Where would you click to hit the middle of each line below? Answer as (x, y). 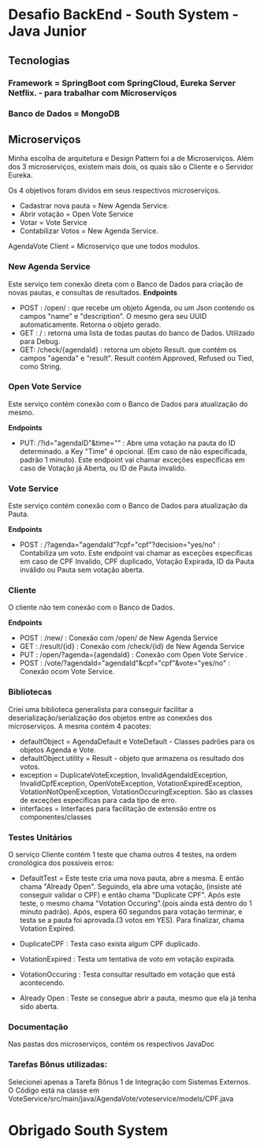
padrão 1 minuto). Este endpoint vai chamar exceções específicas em (132, 459)
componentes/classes (56, 817)
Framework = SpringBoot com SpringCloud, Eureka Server (122, 83)
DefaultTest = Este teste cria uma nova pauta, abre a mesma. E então (132, 879)
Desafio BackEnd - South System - (123, 15)
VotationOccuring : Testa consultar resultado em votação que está (127, 975)
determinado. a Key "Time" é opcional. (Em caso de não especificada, (133, 451)
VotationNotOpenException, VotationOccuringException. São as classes (136, 792)
